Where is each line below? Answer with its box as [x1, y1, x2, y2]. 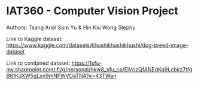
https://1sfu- [71, 59, 102, 67]
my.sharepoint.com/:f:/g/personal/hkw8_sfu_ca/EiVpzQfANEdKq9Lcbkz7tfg [6, 65, 193, 73]
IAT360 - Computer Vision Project [6, 4, 178, 18]
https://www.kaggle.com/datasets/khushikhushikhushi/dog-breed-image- [6, 42, 188, 49]
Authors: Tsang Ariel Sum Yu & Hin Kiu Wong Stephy [6, 24, 136, 31]
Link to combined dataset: [6, 59, 71, 67]
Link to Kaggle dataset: [6, 35, 63, 42]
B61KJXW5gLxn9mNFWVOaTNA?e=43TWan [6, 72, 117, 79]
